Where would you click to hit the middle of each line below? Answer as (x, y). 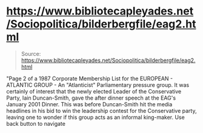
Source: (31, 53)
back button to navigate (36, 123)
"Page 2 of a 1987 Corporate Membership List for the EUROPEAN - (90, 78)
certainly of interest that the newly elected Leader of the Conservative (94, 91)
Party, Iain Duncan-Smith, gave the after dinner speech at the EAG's (91, 98)
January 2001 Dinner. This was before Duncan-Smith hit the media (89, 104)
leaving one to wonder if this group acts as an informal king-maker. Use (95, 117)
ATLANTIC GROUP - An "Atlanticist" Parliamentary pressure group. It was (98, 85)
